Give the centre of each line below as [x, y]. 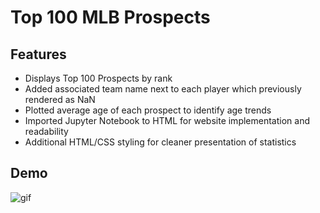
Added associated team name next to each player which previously [163, 89]
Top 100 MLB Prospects [110, 17]
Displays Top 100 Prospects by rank [98, 78]
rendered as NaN [60, 99]
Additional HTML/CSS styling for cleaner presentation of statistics [160, 142]
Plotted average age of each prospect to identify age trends [148, 110]
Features [38, 54]
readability [46, 131]
